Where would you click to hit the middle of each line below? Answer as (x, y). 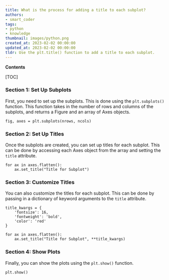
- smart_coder (20, 19)
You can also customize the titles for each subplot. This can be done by (80, 193)
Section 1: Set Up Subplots (38, 90)
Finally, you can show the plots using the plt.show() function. (70, 263)
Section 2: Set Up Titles (35, 134)
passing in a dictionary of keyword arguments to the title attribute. (76, 199)
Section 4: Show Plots (33, 252)
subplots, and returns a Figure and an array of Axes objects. (68, 112)
